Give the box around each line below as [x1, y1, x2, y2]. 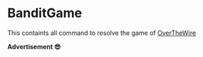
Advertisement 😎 [7, 42, 61, 51]
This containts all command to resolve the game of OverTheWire [7, 28, 197, 37]
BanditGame [7, 5, 83, 21]
